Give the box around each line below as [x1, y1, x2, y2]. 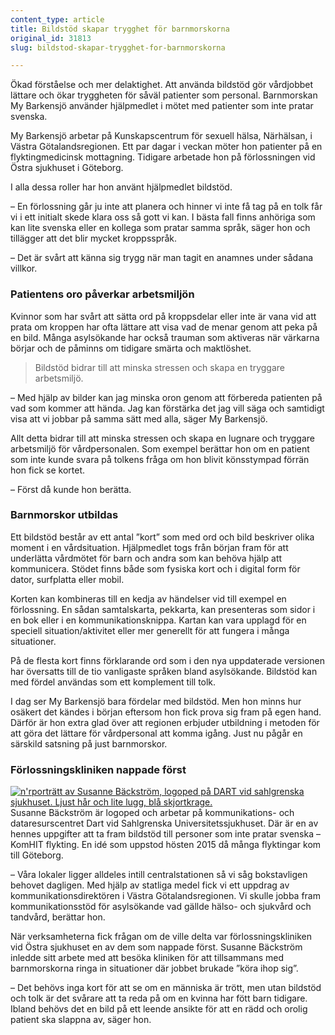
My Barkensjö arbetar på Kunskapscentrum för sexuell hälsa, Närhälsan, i [10, 130, 313, 142]
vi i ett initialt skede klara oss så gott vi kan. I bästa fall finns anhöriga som [10, 211, 316, 223]
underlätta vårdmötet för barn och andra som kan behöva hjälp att [10, 552, 283, 564]
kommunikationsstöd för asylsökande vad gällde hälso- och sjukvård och [10, 901, 312, 913]
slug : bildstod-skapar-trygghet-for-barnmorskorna [10, 42, 226, 53]
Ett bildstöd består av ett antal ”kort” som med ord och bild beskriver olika [10, 531, 315, 543]
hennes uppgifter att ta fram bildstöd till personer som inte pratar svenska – [10, 828, 321, 840]
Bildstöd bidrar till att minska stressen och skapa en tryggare [34, 361, 286, 373]
